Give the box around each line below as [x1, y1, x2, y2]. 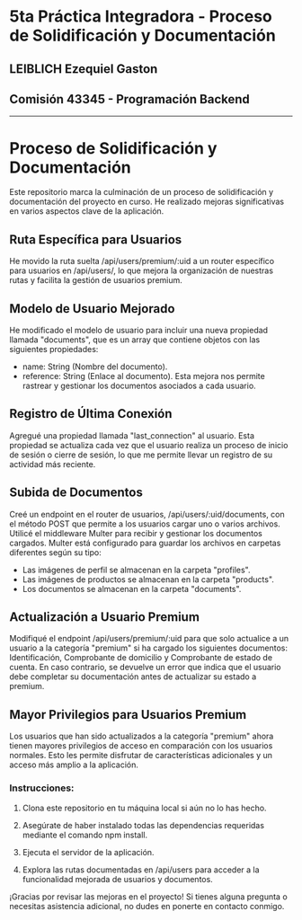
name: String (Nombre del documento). [22, 361, 168, 372]
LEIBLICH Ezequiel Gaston [9, 61, 158, 76]
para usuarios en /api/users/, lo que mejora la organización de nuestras [9, 265, 274, 276]
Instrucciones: [9, 782, 75, 794]
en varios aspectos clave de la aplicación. [9, 206, 164, 217]
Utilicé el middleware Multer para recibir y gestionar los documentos [9, 527, 262, 538]
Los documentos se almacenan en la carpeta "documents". [22, 583, 242, 594]
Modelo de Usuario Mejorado [9, 301, 175, 316]
